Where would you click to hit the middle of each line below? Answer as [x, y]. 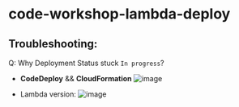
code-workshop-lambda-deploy [119, 14]
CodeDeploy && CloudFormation [76, 78]
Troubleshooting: [53, 44]
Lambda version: [48, 94]
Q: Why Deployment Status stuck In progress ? [86, 63]
